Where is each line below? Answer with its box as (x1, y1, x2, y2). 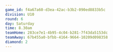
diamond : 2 (5, 40, 28, 45)
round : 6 (5, 16, 23, 21)
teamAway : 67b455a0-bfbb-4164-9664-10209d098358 (5, 35, 108, 40)
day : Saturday (5, 21, 35, 26)
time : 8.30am (5, 26, 32, 31)
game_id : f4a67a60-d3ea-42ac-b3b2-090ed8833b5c (5, 7, 106, 12)
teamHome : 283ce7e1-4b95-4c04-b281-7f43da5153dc (5, 30, 108, 35)
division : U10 (5, 12, 35, 17)
